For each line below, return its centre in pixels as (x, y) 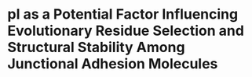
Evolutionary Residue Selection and (126, 31)
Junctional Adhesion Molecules (113, 64)
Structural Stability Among (96, 47)
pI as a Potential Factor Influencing (123, 14)
